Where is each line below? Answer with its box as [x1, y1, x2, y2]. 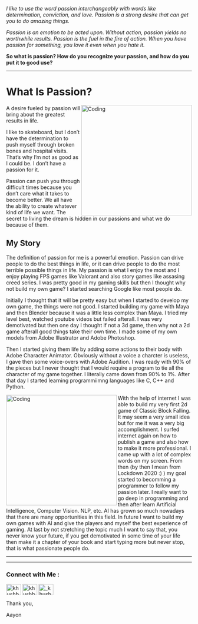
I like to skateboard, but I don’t [6, 128, 80, 135]
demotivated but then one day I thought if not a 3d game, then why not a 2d [6, 321, 190, 328]
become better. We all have [6, 196, 72, 203]
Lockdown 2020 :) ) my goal [117, 469, 187, 476]
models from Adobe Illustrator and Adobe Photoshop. [6, 334, 136, 341]
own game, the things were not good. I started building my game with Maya [6, 303, 190, 310]
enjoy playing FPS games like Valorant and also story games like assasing [6, 273, 185, 280]
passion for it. [6, 166, 39, 173]
